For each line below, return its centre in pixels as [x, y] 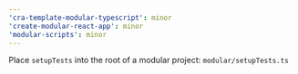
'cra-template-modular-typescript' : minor [90, 18]
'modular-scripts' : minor [57, 34]
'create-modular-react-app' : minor [76, 26]
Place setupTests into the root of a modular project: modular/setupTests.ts [149, 60]
